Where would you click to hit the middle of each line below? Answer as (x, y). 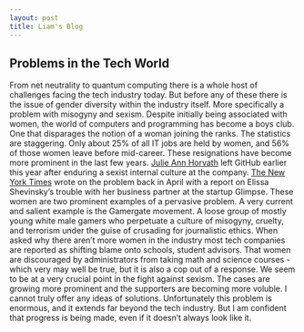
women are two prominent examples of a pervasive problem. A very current (152, 202)
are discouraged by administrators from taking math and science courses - (150, 260)
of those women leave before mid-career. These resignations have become (151, 153)
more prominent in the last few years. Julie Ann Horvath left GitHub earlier (148, 163)
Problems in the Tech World (90, 63)
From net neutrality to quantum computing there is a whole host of (133, 85)
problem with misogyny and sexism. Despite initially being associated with (149, 114)
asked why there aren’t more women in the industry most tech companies (147, 240)
